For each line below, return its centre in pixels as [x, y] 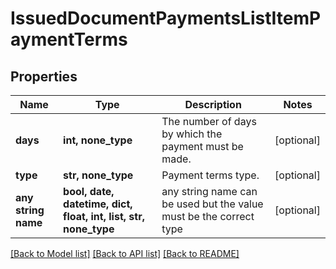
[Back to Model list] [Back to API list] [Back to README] [125, 253]
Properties [44, 76]
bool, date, [89, 191]
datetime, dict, [98, 204]
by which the [192, 134]
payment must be [202, 146]
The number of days [209, 121]
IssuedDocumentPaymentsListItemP [166, 18]
